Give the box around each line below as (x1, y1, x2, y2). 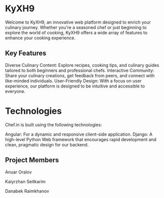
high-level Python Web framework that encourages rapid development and (5, 136, 157, 142)
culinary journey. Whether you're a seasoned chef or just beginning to (5, 24, 147, 30)
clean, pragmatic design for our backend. (5, 141, 89, 147)
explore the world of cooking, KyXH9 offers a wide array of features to (5, 29, 148, 35)
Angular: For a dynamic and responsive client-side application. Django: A (5, 131, 153, 137)
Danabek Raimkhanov (5, 188, 49, 194)
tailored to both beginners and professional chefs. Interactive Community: (5, 67, 155, 73)
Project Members (5, 156, 59, 165)
